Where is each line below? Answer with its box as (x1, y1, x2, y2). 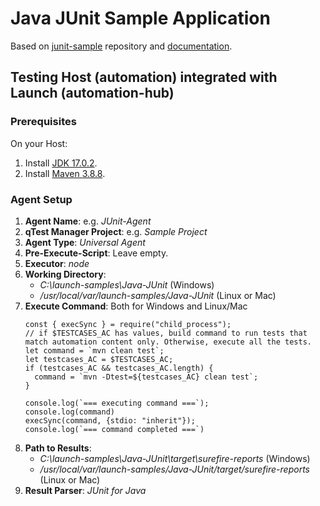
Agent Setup (10, 192, 73, 206)
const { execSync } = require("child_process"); (24, 319, 232, 329)
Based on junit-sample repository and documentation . (10, 40, 233, 52)
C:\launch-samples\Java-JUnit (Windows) (39, 278, 215, 291)
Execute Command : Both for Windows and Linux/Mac (24, 300, 248, 312)
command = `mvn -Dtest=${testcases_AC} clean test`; (34, 372, 259, 382)
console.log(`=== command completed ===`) (24, 424, 205, 434)
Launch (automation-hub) (10, 85, 175, 102)
